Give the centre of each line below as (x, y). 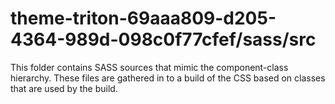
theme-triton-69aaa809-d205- (143, 18)
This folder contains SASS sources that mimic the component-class (149, 67)
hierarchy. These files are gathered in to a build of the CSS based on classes (168, 78)
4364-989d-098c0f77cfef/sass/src (163, 39)
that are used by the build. (64, 88)
